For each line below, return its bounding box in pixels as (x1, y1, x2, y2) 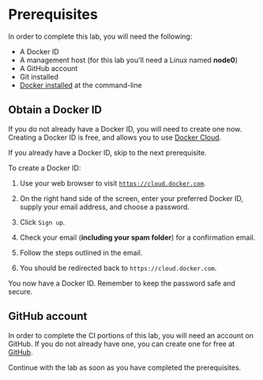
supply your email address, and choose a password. (19, 202, 190, 211)
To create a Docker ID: (8, 163, 81, 173)
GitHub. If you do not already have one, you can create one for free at (8, 339, 235, 348)
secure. (8, 286, 33, 296)
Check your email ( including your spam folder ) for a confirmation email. (19, 233, 256, 242)
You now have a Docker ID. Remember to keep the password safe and (8, 278, 235, 288)
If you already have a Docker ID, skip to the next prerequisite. (8, 147, 207, 157)
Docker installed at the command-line (19, 80, 142, 90)
